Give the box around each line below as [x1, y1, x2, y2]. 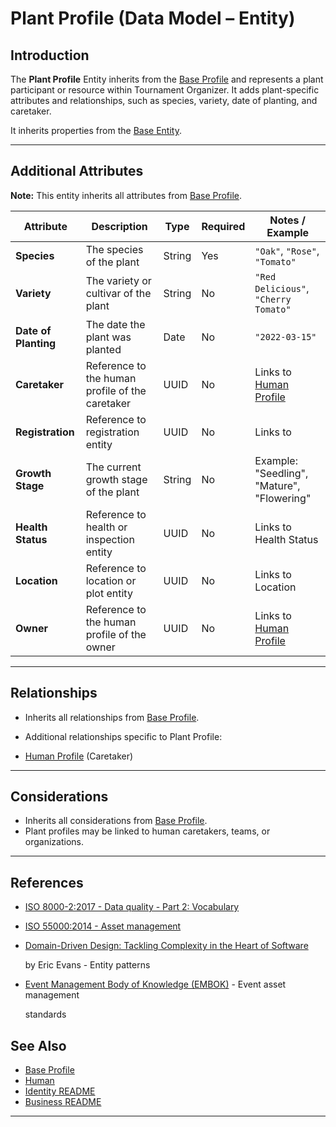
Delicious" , [254, 281, 310, 295]
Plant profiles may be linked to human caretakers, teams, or [24, 825, 271, 837]
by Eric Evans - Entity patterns [24, 959, 151, 971]
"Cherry [254, 293, 292, 305]
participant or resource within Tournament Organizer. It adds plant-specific [10, 84, 320, 96]
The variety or [85, 273, 152, 287]
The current [85, 460, 142, 474]
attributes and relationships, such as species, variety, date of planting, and [10, 95, 318, 106]
